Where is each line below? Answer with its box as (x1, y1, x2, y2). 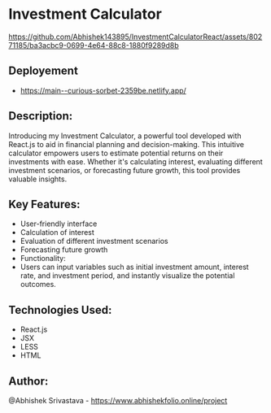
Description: (8, 109, 73, 123)
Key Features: (8, 197, 81, 211)
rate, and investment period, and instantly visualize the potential (20, 271, 235, 280)
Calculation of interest (20, 228, 95, 237)
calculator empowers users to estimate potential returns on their (8, 148, 224, 158)
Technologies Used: (8, 302, 112, 317)
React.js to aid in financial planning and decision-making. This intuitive (8, 139, 244, 149)
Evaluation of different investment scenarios (20, 237, 168, 246)
